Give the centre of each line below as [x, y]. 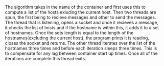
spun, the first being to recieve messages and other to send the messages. [81, 17]
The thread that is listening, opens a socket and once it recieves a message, [82, 22]
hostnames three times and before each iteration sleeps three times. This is [81, 48]
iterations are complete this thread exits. [46, 58]
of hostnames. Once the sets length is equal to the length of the [69, 33]
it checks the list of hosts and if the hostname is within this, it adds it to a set [82, 28]
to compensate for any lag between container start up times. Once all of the [82, 53]
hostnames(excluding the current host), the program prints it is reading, [77, 38]
